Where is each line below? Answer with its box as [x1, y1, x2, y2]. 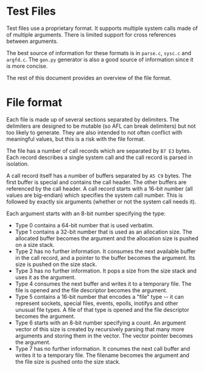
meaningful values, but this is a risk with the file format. [6, 135, 145, 142]
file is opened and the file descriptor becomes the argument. [15, 286, 167, 294]
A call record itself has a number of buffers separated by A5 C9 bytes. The [6, 172, 192, 179]
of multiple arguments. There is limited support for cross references [6, 31, 177, 38]
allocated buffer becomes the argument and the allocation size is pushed [15, 234, 199, 242]
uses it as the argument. [15, 273, 76, 281]
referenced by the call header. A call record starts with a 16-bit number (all [6, 185, 193, 192]
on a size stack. [15, 241, 55, 248]
